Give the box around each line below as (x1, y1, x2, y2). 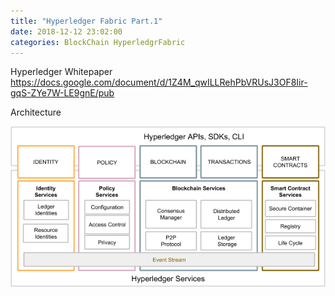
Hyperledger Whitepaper (10, 66, 113, 78)
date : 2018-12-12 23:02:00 (10, 26, 123, 37)
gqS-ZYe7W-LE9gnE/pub (10, 87, 115, 99)
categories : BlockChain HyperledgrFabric (10, 37, 186, 47)
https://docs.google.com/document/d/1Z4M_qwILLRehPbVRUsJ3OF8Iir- (10, 76, 308, 89)
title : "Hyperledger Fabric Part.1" (10, 16, 163, 26)
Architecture (10, 106, 62, 119)
